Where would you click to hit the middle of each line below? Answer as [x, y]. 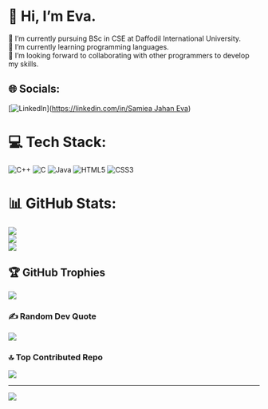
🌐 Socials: [34, 89]
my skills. [24, 64]
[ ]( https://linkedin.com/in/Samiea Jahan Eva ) [100, 108]
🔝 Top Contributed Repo [56, 357]
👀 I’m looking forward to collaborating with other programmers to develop [129, 55]
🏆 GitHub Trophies [57, 273]
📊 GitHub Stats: [63, 203]
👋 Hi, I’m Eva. [52, 16]
